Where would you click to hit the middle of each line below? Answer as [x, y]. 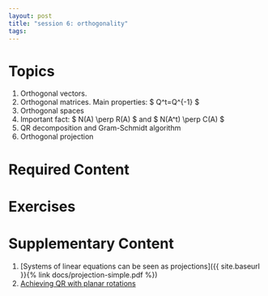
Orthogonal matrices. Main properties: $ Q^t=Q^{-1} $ [110, 102]
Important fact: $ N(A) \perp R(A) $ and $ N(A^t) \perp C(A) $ [122, 119]
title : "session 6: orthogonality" [68, 24]
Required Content [69, 169]
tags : [17, 31]
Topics [32, 71]
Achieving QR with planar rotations [78, 283]
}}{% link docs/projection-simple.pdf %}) [89, 275]
